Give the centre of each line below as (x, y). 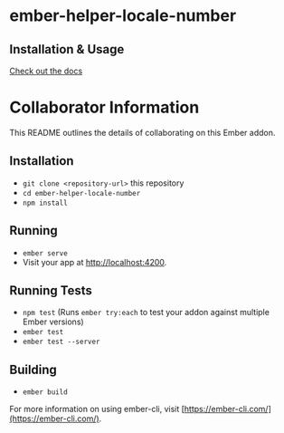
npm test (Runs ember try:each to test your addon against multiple (146, 313)
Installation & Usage (67, 49)
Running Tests (51, 290)
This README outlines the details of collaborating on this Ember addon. (142, 132)
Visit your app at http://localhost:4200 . (95, 262)
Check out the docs (46, 71)
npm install (45, 203)
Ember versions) (53, 322)
